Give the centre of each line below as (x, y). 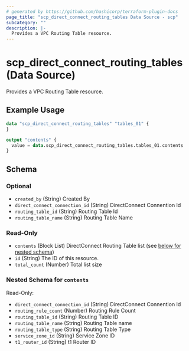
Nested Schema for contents (48, 280)
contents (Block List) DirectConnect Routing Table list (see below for (98, 246)
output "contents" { (32, 140)
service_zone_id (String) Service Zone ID (65, 335)
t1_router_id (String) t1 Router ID (55, 342)
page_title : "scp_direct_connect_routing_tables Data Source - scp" (92, 17)
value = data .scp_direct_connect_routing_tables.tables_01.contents (97, 145)
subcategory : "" (26, 22)
